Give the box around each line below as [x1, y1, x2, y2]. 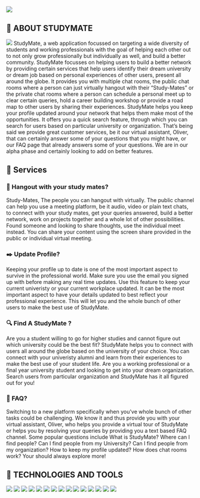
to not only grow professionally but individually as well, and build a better [6, 53, 186, 59]
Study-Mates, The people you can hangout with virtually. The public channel [6, 196, 194, 203]
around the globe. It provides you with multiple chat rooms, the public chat [6, 78, 189, 85]
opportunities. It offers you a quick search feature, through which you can [6, 116, 188, 123]
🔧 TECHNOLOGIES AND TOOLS [6, 469, 124, 479]
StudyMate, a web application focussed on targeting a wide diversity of [13, 39, 189, 47]
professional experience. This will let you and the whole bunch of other [6, 297, 181, 304]
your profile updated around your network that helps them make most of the [6, 109, 193, 117]
